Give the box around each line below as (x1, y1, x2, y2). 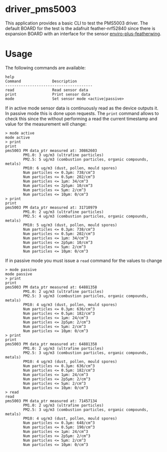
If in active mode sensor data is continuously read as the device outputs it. (5, 105, 158, 111)
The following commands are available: (5, 64, 86, 70)
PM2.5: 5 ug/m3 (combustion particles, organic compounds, (23, 156, 149, 162)
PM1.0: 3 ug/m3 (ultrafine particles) (23, 152, 104, 157)
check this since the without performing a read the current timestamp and (5, 115, 157, 121)
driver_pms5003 (5, 3, 76, 15)
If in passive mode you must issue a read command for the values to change (5, 257, 162, 263)
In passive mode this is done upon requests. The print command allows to (5, 110, 159, 116)
